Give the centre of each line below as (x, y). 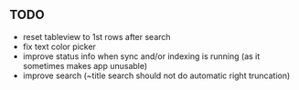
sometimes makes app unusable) (85, 65)
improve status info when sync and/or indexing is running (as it (141, 56)
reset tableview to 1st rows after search (96, 36)
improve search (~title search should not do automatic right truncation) (156, 75)
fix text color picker (59, 46)
